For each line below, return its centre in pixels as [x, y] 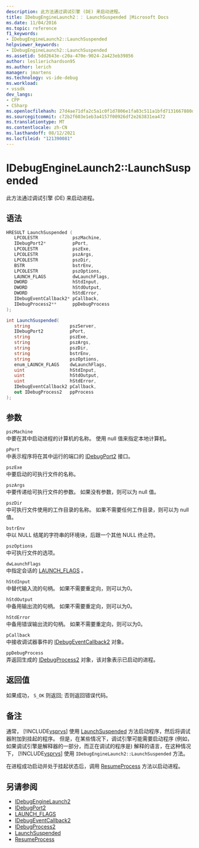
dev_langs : [20, 94]
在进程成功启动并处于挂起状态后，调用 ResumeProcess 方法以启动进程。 [95, 766]
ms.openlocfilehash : [32, 111]
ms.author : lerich [29, 67]
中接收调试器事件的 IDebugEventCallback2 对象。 [67, 641]
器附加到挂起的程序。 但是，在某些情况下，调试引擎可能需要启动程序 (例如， [99, 739]
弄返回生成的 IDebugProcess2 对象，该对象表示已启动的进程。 [82, 659]
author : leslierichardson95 [41, 61]
